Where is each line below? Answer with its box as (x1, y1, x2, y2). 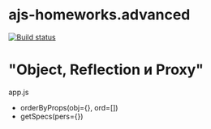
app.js (8, 87, 29, 97)
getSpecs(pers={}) (19, 111, 84, 121)
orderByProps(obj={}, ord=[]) (19, 102, 118, 112)
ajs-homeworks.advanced (8, 6, 191, 24)
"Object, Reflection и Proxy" (8, 60, 205, 79)
